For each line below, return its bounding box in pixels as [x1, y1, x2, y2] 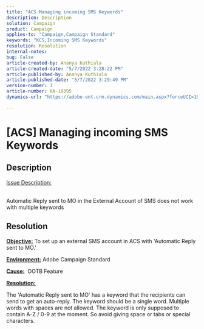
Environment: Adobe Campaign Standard [6, 255, 110, 263]
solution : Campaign [6, 20, 56, 26]
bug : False [6, 54, 34, 60]
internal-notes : [6, 49, 47, 55]
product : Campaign [6, 26, 53, 32]
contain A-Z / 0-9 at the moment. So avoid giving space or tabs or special [6, 310, 191, 317]
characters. [6, 317, 35, 324]
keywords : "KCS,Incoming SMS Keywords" [6, 37, 107, 43]
